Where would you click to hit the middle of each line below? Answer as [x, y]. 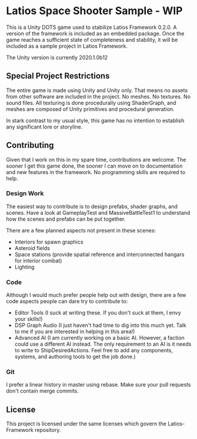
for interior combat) [38, 260]
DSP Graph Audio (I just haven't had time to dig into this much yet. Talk [100, 325]
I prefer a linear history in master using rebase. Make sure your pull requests [98, 385]
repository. [48, 430]
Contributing [30, 145]
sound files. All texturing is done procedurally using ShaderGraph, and [91, 103]
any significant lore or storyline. [44, 127]
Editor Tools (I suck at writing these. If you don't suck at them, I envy [98, 313]
